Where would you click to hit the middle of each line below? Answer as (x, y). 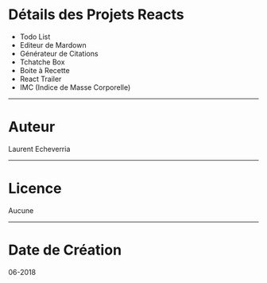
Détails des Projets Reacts (96, 15)
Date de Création (65, 250)
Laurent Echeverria (39, 149)
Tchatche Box (42, 62)
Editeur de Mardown (53, 45)
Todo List (35, 37)
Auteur (32, 127)
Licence (35, 189)
